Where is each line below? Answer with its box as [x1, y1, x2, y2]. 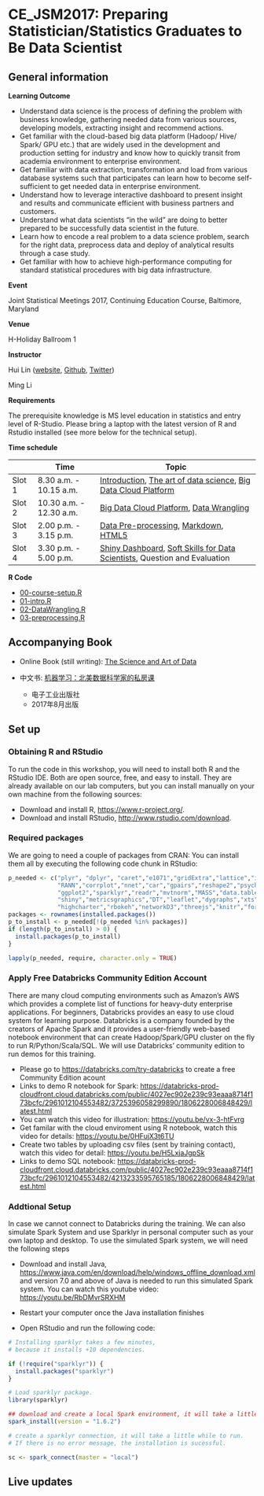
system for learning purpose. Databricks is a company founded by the [8, 1015, 235, 1025]
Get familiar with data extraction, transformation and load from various [19, 165, 247, 174]
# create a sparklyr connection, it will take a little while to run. [8, 1431, 244, 1439]
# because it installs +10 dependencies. [8, 1346, 146, 1354]
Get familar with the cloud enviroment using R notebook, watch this [19, 1123, 237, 1132]
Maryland [8, 305, 39, 313]
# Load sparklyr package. [8, 1389, 93, 1397]
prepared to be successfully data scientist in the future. [19, 223, 200, 233]
